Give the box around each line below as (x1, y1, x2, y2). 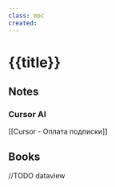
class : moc (8, 11, 45, 20)
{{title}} (8, 53, 61, 72)
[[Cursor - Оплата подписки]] (8, 127, 108, 136)
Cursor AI (8, 109, 46, 119)
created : (8, 19, 38, 27)
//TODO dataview (8, 171, 65, 181)
